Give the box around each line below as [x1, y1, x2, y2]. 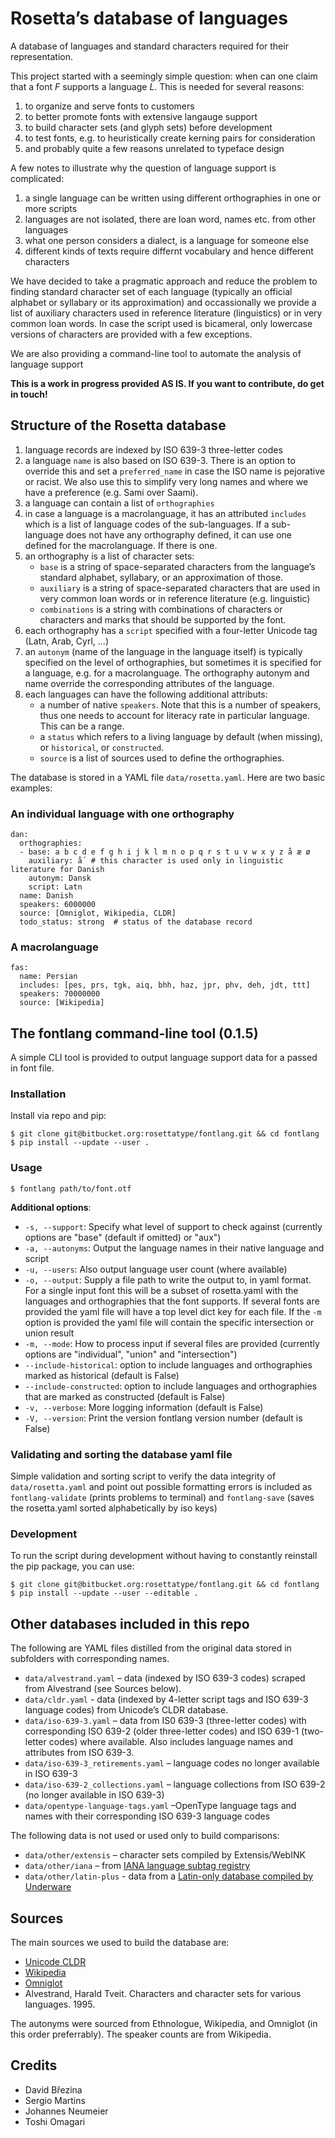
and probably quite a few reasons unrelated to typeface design [24, 142, 285, 154]
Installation [10, 1087, 67, 1101]
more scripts [24, 202, 78, 214]
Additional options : [10, 1201, 92, 1213]
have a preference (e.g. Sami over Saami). [24, 486, 199, 498]
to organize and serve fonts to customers [24, 100, 195, 112]
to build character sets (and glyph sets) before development [24, 121, 273, 133]
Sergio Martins [24, 2094, 86, 2106]
